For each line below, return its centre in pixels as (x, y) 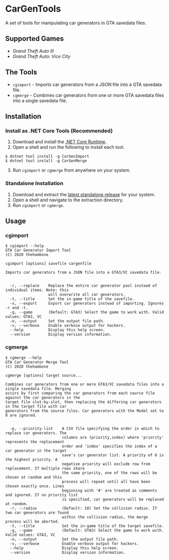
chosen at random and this (34, 477)
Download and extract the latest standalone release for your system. (84, 194)
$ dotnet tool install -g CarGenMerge (46, 161)
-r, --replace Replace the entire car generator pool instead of (83, 286)
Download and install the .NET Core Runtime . (59, 142)
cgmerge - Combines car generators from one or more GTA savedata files (88, 95)
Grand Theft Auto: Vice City (41, 56)
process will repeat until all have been (106, 482)
